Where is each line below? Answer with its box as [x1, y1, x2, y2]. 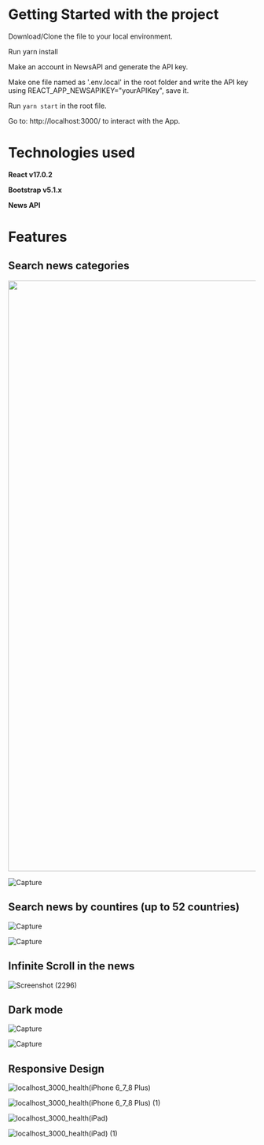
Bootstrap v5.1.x [8, 185, 63, 195]
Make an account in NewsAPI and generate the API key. [8, 61, 189, 72]
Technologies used [8, 144, 136, 162]
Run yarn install [8, 46, 59, 56]
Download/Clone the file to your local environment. [8, 31, 173, 41]
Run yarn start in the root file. [8, 101, 108, 110]
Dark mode [8, 1002, 64, 1017]
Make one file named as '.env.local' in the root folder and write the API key [8, 77, 249, 87]
